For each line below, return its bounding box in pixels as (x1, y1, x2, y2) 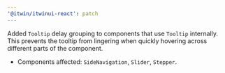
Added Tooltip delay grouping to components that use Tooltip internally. (7, 29, 219, 38)
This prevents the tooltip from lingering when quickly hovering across (7, 36, 208, 45)
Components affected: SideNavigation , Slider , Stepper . (17, 57, 177, 66)
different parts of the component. (7, 44, 103, 52)
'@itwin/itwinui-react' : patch (7, 10, 99, 17)
